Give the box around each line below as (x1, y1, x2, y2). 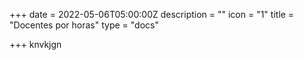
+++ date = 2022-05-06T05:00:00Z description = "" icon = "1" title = (9, 9, 295, 20)
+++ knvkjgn (9, 39, 62, 50)
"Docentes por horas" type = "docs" (9, 19, 159, 31)
